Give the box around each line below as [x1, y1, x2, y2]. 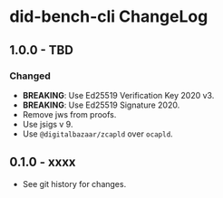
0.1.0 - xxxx [9, 155, 76, 170]
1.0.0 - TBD [9, 42, 74, 58]
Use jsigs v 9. [22, 118, 73, 129]
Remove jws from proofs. [22, 108, 117, 119]
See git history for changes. [22, 178, 127, 189]
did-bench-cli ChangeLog [9, 6, 208, 27]
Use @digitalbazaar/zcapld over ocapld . [22, 128, 174, 139]
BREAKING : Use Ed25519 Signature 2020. [22, 99, 180, 110]
